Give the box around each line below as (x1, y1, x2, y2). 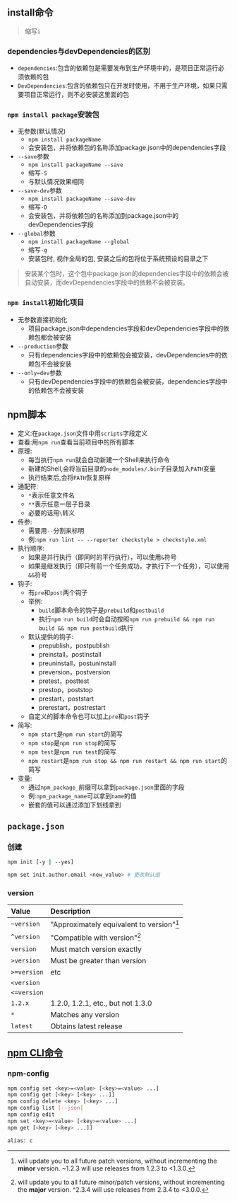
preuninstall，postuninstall (38, 659, 116, 667)
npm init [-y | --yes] (7, 858, 74, 866)
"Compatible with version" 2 (50, 931, 142, 943)
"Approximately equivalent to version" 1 (50, 919, 180, 929)
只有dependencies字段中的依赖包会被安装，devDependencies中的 (28, 350, 221, 359)
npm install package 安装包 (7, 110, 100, 120)
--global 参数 (17, 229, 56, 238)
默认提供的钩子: (28, 632, 74, 640)
